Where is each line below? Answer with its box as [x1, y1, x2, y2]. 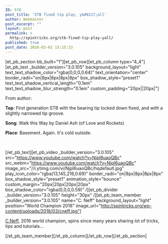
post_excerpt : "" [5, 21, 42, 27]
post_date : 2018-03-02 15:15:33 [5, 45, 73, 50]
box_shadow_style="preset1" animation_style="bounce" [5, 176, 122, 182]
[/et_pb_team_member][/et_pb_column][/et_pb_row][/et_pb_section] [5, 232, 147, 239]
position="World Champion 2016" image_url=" [5, 202, 102, 209]
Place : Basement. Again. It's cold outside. [5, 129, 92, 136]
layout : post [5, 26, 33, 31]
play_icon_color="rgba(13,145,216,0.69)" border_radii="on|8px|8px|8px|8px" [5, 171, 163, 177]
